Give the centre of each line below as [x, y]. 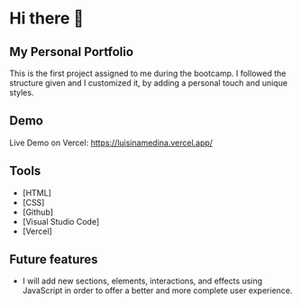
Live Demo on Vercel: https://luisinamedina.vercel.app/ [111, 143]
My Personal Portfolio [71, 52]
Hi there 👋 [46, 18]
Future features [54, 259]
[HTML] [37, 192]
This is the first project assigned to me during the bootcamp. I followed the [148, 73]
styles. [22, 92]
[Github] [38, 212]
